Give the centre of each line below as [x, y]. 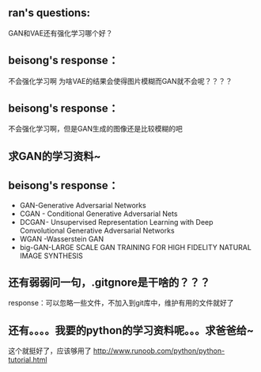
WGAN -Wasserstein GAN [62, 239]
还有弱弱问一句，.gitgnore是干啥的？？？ [110, 283]
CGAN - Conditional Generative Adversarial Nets [98, 214]
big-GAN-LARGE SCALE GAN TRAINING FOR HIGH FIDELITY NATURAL [135, 247]
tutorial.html [28, 360]
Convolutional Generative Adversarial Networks [97, 230]
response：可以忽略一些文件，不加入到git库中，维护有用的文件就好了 [121, 303]
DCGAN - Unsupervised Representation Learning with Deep [116, 222]
